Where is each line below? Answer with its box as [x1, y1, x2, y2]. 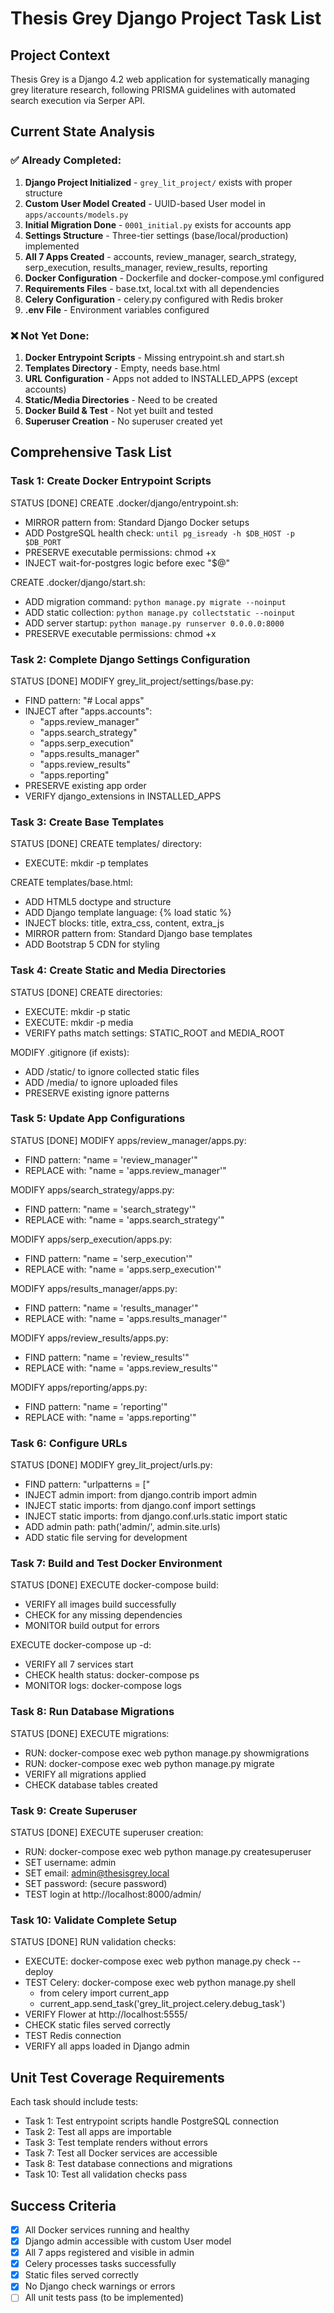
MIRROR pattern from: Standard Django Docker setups [24, 516, 250, 528]
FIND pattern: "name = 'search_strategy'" [24, 1203, 197, 1215]
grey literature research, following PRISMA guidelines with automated [10, 84, 296, 96]
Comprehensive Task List [10, 444, 172, 461]
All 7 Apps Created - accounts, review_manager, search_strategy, [24, 250, 297, 262]
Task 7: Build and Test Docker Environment [10, 1557, 223, 1571]
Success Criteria [10, 2197, 117, 2214]
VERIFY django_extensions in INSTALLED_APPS [24, 790, 222, 802]
